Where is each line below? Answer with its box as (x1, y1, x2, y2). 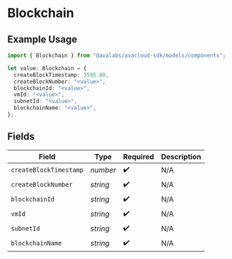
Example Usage (7, 33, 78, 45)
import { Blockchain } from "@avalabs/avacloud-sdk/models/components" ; (7, 52, 226, 59)
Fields (7, 131, 35, 143)
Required (122, 151, 154, 161)
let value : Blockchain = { (7, 65, 87, 72)
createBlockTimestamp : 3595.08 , (13, 71, 110, 79)
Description (161, 151, 202, 161)
